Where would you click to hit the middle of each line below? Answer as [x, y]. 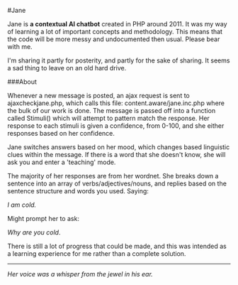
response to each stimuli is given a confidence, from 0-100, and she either [116, 126]
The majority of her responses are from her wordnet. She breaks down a [113, 176]
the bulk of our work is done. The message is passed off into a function [112, 111]
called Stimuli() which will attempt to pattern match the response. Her [109, 118]
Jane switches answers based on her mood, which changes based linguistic [119, 147]
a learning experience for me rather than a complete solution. [97, 254]
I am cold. [22, 205]
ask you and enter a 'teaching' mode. [62, 162]
